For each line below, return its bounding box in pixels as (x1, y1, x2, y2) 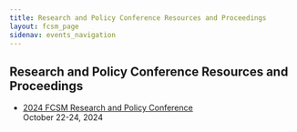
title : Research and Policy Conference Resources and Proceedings (9, 13, 267, 23)
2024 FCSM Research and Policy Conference (22, 102, 193, 114)
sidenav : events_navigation (9, 30, 117, 39)
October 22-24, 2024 (22, 112, 103, 123)
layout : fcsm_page (9, 22, 79, 31)
